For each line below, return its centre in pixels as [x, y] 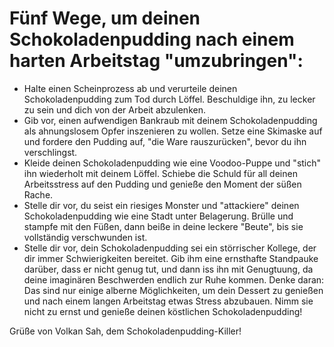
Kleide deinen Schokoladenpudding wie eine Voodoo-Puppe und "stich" [172, 163]
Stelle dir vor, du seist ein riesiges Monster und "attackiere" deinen [161, 205]
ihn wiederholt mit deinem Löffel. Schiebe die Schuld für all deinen [160, 173]
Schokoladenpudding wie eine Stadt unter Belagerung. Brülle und [158, 216]
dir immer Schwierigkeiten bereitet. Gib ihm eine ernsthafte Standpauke [171, 258]
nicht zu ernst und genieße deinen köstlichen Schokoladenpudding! [163, 311]
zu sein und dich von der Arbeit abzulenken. [114, 109]
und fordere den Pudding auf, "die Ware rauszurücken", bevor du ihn [165, 141]
